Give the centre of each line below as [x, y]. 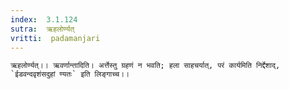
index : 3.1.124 [44, 19]
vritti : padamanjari [55, 38]
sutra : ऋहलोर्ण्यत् [42, 29]
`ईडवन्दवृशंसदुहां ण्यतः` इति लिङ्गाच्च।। [70, 74]
